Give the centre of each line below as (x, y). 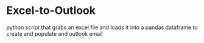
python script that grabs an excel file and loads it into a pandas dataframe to (102, 27)
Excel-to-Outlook (51, 11)
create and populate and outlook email (55, 33)
